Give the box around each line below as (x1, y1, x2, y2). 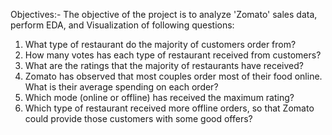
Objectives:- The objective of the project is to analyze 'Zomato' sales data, (10, 9, 318, 20)
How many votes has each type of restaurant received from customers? (24, 49, 322, 61)
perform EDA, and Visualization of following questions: (10, 19, 235, 31)
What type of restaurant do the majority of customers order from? (24, 39, 297, 50)
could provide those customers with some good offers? (24, 113, 253, 124)
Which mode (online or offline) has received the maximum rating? (24, 92, 295, 103)
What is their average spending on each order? (24, 81, 219, 93)
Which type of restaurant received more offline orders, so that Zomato (24, 102, 315, 114)
